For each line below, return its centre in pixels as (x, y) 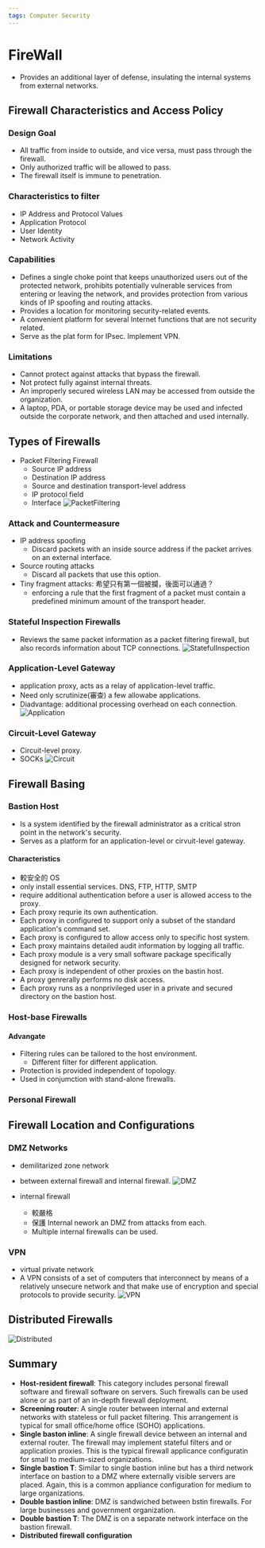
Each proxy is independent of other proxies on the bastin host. (121, 971)
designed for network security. (70, 963)
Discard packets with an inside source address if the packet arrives (142, 549)
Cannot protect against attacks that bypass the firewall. (110, 374)
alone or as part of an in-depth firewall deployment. (104, 1400)
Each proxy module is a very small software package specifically (125, 955)
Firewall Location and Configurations (102, 1125)
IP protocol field (58, 494)
